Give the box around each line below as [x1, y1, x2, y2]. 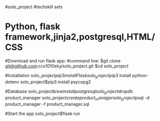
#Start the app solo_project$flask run [5, 110, 81, 116]
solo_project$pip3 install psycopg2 [20, 79, 91, 84]
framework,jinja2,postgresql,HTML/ [5, 31, 155, 42]
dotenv [5, 79, 20, 84]
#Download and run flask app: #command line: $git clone [5, 58, 121, 64]
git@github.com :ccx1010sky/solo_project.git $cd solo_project [5, 63, 129, 69]
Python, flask [5, 21, 60, 32]
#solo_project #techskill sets [5, 4, 63, 10]
